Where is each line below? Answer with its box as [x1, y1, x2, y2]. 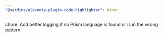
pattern [5, 26, 21, 33]
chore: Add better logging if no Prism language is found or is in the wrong [5, 21, 158, 27]
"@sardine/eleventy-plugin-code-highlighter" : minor [5, 7, 119, 13]
